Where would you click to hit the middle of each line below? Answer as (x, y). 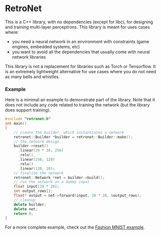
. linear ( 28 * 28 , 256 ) (41, 151)
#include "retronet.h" (28, 119)
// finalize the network (39, 173)
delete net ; (26, 209)
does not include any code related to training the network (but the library (77, 105)
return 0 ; (24, 214)
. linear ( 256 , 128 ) (36, 160)
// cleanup (25, 200)
